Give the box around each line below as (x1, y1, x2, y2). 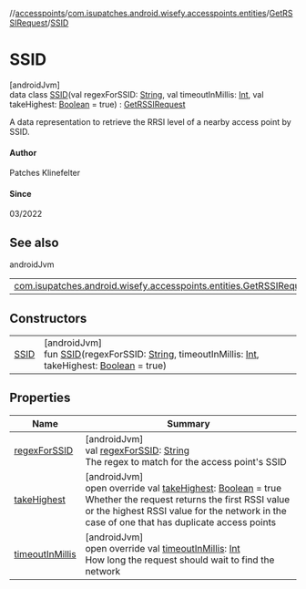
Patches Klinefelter (9, 168, 81, 179)
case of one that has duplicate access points (85, 515, 276, 528)
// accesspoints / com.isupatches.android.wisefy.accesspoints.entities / (9, 8, 270, 18)
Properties (9, 390, 71, 406)
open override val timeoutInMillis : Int (85, 542, 240, 554)
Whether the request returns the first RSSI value (85, 492, 291, 505)
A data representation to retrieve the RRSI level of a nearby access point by (9, 116, 291, 127)
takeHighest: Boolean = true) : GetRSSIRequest (9, 98, 186, 109)
